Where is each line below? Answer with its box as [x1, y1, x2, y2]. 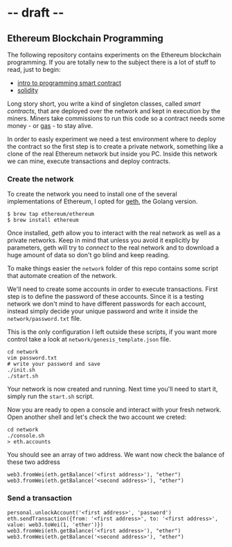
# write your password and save [7, 361, 100, 368]
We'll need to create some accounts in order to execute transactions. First [7, 285, 218, 293]
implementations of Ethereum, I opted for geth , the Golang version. [7, 197, 198, 205]
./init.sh [7, 367, 36, 374]
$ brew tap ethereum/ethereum [7, 211, 95, 218]
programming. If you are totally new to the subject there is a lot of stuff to [7, 58, 216, 66]
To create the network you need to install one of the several [7, 190, 178, 198]
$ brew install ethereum [7, 216, 79, 224]
